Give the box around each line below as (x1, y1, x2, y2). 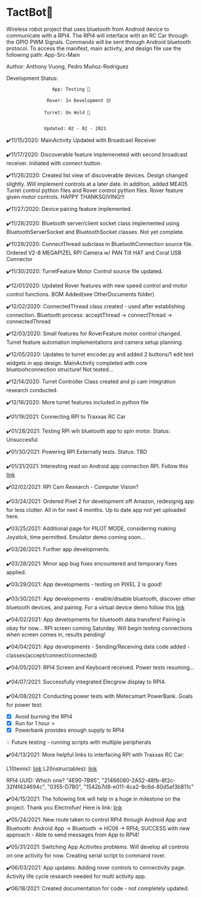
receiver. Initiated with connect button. (6, 160, 103, 167)
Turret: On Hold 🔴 (44, 109, 90, 115)
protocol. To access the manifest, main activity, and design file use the (6, 45, 181, 52)
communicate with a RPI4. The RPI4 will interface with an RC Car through (6, 31, 188, 39)
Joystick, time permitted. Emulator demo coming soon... (6, 533, 145, 540)
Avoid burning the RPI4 (14, 712, 72, 720)
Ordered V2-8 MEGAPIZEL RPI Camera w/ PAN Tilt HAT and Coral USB (6, 249, 182, 256)
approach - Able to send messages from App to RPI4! (6, 831, 140, 839)
